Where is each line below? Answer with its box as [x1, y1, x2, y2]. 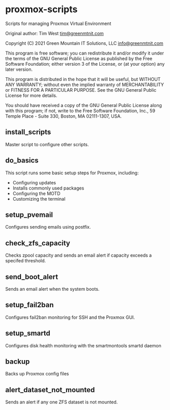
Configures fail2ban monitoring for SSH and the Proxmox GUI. [5, 314, 135, 320]
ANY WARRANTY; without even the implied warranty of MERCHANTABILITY [5, 81, 164, 88]
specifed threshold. [5, 258, 46, 264]
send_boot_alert [5, 272, 59, 281]
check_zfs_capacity [5, 238, 70, 248]
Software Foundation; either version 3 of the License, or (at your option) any [5, 61, 165, 67]
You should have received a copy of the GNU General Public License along [5, 102, 162, 108]
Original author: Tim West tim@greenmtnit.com [5, 30, 104, 36]
